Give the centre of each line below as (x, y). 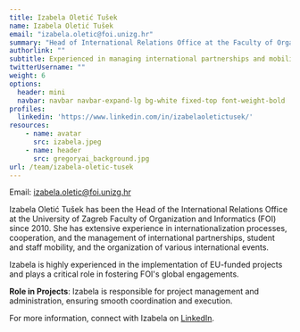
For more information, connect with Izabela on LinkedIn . (112, 319)
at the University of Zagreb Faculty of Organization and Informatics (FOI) (143, 219)
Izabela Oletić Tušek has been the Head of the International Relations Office (149, 210)
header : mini (42, 92)
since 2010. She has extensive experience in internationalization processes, (148, 228)
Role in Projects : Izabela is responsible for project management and (134, 292)
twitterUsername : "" (48, 68)
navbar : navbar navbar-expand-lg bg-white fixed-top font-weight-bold (151, 100)
